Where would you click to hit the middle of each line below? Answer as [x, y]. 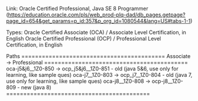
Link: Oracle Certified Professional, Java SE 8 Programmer [77, 9]
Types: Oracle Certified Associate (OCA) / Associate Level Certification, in [96, 32]
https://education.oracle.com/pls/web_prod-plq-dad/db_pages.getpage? [97, 15]
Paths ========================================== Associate [98, 56]
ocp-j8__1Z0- [167, 81]
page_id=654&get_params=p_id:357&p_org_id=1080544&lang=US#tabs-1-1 [98, 21]
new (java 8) [36, 87]
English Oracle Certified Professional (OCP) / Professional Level [84, 38]
